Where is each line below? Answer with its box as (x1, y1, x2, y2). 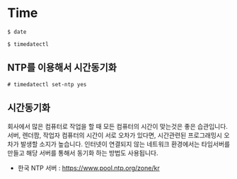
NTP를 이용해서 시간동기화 (7, 62, 117, 74)
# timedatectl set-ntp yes (7, 81, 87, 88)
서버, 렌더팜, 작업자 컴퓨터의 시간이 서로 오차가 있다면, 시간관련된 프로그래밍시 (7, 131, 223, 139)
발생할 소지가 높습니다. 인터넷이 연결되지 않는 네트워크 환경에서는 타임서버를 (20, 139, 231, 148)
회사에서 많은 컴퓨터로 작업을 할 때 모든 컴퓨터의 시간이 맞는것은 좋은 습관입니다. (7, 122, 229, 130)
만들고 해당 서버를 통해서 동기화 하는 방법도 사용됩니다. (7, 149, 158, 157)
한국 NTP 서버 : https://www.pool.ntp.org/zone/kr (17, 163, 161, 172)
